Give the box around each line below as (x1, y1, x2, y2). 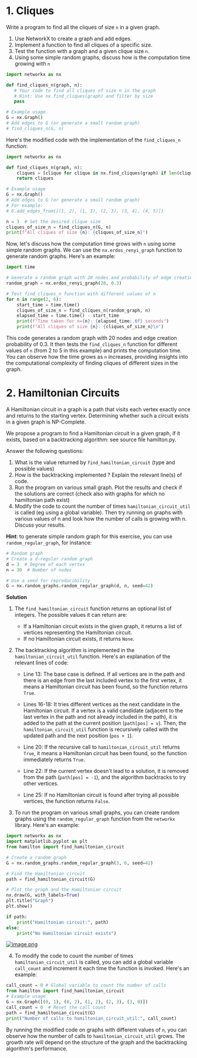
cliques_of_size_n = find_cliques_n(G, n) (6, 224, 111, 230)
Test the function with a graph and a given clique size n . (14, 47, 150, 54)
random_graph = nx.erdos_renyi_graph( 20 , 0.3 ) (6, 280, 122, 286)
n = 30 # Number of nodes (6, 567, 72, 573)
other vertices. (23, 780, 59, 787)
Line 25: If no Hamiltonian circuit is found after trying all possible (23, 791, 179, 799)
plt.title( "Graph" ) (6, 898, 54, 904)
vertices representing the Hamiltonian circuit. (23, 629, 133, 636)
